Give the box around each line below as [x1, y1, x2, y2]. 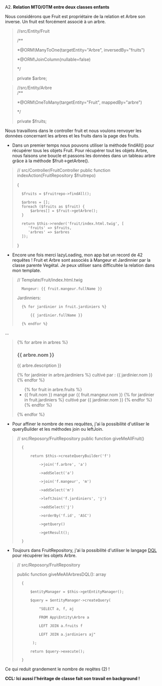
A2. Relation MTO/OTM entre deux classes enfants [5, 4, 109, 10]
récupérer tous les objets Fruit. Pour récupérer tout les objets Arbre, [12, 148, 148, 153]
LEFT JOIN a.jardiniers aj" [38, 632, 96, 637]
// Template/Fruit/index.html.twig [17, 277, 83, 283]
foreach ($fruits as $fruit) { [21, 204, 85, 209]
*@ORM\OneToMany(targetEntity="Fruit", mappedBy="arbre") [17, 99, 143, 105]
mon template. [12, 267, 41, 273]
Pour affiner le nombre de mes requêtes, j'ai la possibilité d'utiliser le [12, 421, 150, 427]
